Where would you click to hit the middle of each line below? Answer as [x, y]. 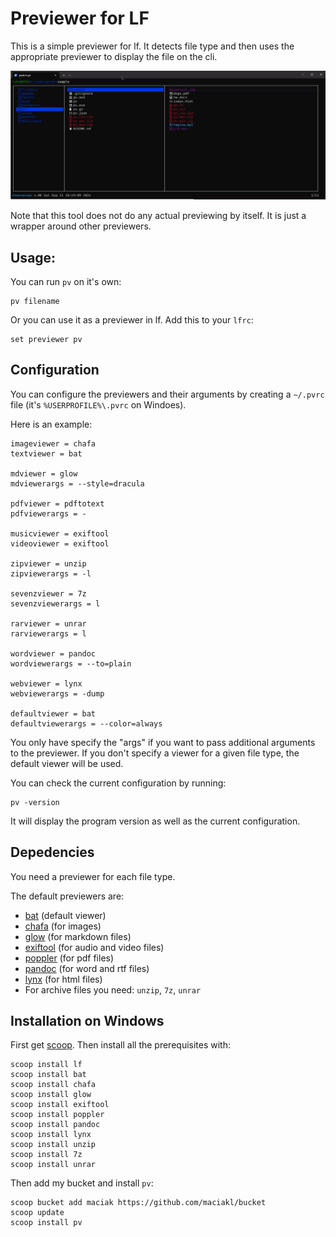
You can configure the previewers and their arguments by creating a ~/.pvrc [167, 394]
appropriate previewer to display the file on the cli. [114, 56]
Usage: [33, 257]
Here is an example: [51, 424]
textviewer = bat [46, 453]
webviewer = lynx [46, 683]
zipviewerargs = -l [51, 573]
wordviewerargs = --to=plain [71, 663]
